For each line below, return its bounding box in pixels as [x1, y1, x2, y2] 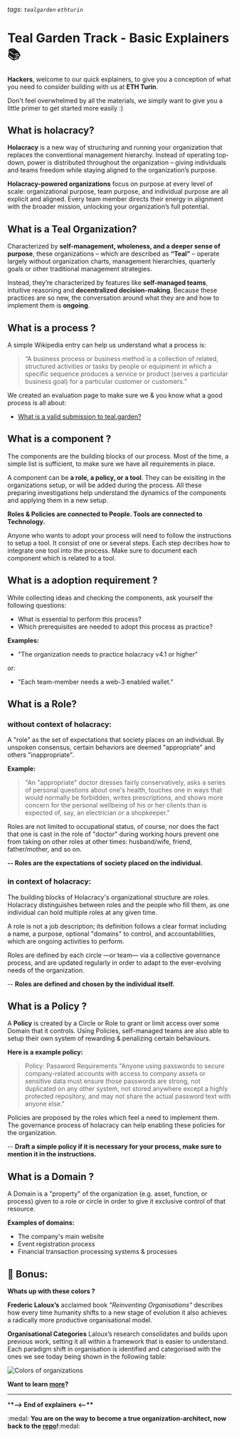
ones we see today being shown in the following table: [7, 1352, 167, 1361]
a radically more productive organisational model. [7, 1316, 153, 1324]
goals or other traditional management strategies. [7, 265, 152, 273]
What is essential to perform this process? [17, 615, 142, 623]
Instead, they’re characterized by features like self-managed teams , [7, 278, 208, 287]
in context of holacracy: [7, 877, 91, 887]
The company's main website [17, 1232, 105, 1241]
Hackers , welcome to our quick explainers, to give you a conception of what [7, 75, 231, 83]
